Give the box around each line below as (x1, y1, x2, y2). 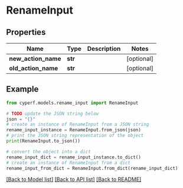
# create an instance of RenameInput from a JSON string (6, 122, 149, 128)
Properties (6, 27, 46, 37)
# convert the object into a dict (6, 148, 91, 154)
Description (87, 45, 121, 53)
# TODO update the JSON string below (6, 111, 99, 116)
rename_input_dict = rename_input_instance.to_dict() (6, 154, 142, 160)
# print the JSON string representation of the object (6, 132, 144, 139)
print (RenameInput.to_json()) (6, 138, 81, 144)
